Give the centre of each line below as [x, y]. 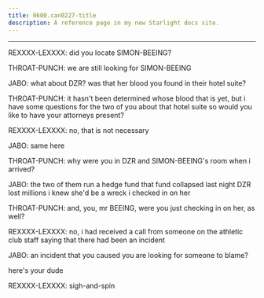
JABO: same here [37, 145]
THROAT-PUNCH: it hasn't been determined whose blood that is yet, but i [127, 98]
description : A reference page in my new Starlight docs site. [114, 23]
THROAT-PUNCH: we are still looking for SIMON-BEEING [100, 68]
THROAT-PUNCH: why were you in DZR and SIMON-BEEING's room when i [130, 160]
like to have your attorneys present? [66, 115]
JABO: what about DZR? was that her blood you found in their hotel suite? [127, 83]
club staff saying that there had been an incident [86, 240]
